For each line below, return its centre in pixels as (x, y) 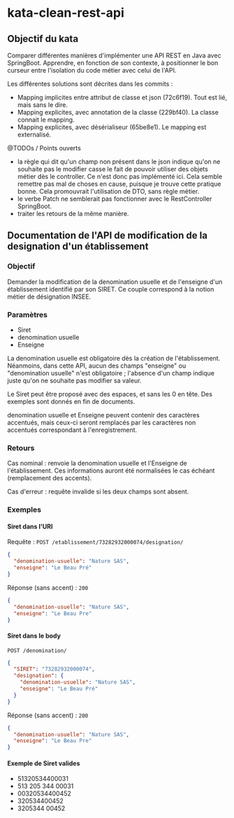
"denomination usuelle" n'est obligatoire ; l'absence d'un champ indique (111, 373)
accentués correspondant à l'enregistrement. (72, 430)
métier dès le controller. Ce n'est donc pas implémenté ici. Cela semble (120, 177)
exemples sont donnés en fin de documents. (71, 401)
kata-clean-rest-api (66, 13)
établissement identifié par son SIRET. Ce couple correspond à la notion (111, 289)
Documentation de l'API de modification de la (108, 236)
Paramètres (27, 315)
